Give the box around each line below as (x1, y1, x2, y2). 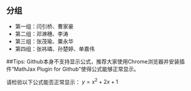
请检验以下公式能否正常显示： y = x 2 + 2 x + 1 (6, 77, 118, 86)
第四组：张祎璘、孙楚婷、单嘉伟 (15, 45, 95, 52)
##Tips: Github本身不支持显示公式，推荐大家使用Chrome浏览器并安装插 (6, 57, 185, 65)
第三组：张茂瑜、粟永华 (15, 38, 74, 45)
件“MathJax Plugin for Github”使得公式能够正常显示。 (6, 65, 140, 72)
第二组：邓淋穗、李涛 (15, 30, 68, 37)
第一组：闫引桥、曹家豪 (15, 23, 74, 30)
